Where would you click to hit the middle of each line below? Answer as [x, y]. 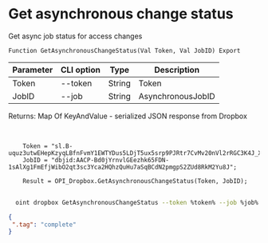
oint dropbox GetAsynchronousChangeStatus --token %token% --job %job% [137, 202]
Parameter [33, 70]
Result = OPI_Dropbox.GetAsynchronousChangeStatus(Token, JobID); [135, 181]
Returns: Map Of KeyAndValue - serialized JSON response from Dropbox [128, 116]
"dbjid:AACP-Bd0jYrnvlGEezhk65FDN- [110, 160]
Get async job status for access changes [75, 36]
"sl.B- [62, 146]
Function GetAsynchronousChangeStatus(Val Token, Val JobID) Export [124, 50]
